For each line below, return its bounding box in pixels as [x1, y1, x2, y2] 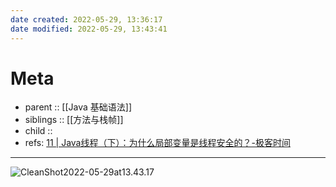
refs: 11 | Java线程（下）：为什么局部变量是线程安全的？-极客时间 [24, 137, 291, 149]
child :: [24, 125, 53, 137]
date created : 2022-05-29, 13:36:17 [10, 14, 163, 25]
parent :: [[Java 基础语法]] [24, 101, 133, 113]
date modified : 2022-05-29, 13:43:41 [10, 24, 168, 34]
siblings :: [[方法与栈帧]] [24, 114, 124, 126]
